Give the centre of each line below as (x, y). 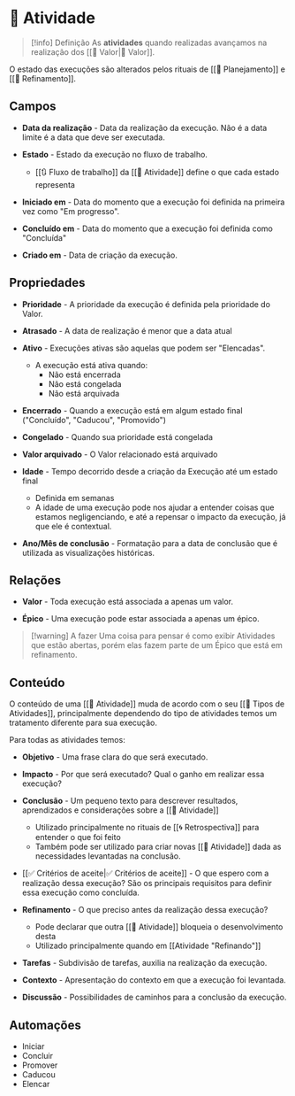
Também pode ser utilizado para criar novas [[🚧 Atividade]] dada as (158, 847)
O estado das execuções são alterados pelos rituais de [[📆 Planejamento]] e (147, 69)
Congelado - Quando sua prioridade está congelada (117, 436)
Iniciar (33, 1046)
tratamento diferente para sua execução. (83, 723)
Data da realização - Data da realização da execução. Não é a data (144, 127)
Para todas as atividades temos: (67, 740)
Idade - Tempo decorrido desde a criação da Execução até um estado (150, 471)
